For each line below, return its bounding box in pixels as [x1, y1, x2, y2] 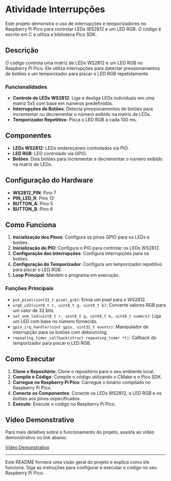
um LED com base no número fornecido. [12, 318, 98, 324]
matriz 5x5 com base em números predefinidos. [12, 101, 113, 107]
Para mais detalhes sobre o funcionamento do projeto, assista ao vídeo [5, 429, 154, 435]
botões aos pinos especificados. [12, 395, 81, 401]
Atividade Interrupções [5, 4, 105, 15]
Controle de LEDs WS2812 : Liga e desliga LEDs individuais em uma [12, 95, 155, 101]
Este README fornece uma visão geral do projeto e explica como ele [5, 459, 150, 465]
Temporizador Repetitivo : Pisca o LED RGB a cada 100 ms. [12, 116, 137, 123]
